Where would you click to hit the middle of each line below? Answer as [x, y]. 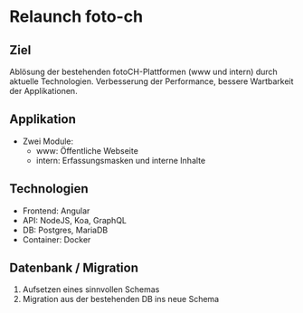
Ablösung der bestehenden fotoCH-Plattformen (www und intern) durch [143, 71]
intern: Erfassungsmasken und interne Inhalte [121, 160]
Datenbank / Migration [74, 268]
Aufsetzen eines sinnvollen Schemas [91, 289]
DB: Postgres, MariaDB [65, 230]
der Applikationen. [44, 91]
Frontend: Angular [56, 211]
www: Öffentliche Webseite [87, 150]
